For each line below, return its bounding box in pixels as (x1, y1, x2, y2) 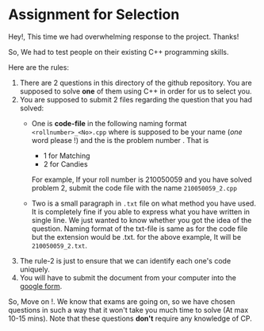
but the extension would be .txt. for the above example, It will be (31, 232, 242, 241)
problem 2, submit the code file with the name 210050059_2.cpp (31, 183, 238, 192)
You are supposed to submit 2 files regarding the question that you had (19, 94, 252, 104)
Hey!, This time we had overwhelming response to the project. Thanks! (8, 32, 239, 41)
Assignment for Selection (8, 6, 180, 24)
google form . (19, 281, 63, 291)
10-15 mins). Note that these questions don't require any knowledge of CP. (8, 314, 252, 323)
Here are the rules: (8, 62, 70, 72)
